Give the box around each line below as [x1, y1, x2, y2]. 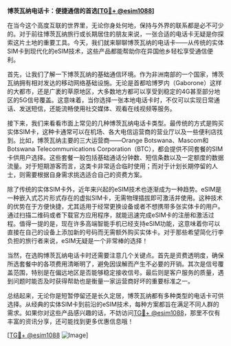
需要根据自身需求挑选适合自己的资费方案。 [25, 171, 146, 178]
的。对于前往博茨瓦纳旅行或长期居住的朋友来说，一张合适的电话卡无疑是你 [7, 30, 218, 38]
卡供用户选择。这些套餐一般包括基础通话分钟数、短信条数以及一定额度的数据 [7, 154, 224, 161]
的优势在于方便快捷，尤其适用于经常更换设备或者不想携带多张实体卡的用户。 [7, 203, 224, 210]
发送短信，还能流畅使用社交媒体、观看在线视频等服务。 [19, 104, 176, 113]
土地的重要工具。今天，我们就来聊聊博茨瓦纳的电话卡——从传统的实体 [25, 38, 224, 47]
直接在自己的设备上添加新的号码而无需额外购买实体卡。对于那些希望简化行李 [7, 228, 224, 236]
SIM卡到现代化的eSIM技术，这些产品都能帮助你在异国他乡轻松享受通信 [7, 47, 208, 55]
